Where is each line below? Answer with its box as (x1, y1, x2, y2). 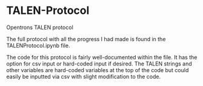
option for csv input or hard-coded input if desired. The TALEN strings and (6, 60, 192, 67)
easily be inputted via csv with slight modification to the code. (6, 73, 161, 80)
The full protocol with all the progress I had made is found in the (6, 35, 166, 42)
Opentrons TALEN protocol (6, 24, 74, 31)
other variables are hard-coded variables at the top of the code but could (6, 66, 189, 73)
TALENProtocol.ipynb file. (6, 42, 70, 49)
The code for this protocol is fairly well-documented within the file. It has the (6, 53, 198, 61)
